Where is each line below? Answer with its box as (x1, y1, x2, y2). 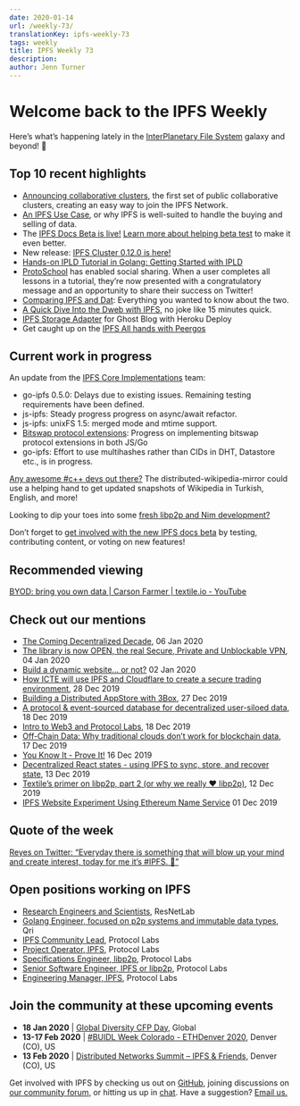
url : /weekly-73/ (9, 21, 74, 30)
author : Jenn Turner (9, 63, 87, 72)
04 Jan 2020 (21, 655, 71, 666)
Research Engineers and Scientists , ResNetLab (21, 906, 196, 917)
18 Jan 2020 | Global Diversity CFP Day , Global (21, 1022, 196, 1033)
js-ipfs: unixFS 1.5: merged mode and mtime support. (21, 418, 218, 429)
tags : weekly (9, 38, 58, 47)
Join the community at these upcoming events (9, 998, 274, 1014)
